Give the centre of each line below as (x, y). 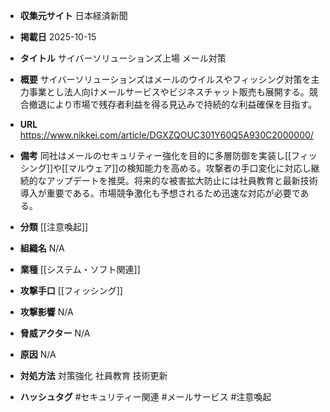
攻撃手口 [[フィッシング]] (71, 290)
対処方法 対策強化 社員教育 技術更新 (93, 375)
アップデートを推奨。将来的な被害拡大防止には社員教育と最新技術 (182, 180)
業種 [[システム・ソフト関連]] (80, 269)
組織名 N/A (42, 248)
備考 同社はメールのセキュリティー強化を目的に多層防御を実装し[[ (155, 155)
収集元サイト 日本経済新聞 (73, 15)
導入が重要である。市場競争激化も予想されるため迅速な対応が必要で (160, 193)
